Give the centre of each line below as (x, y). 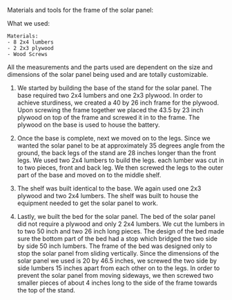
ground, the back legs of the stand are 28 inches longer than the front (116, 153)
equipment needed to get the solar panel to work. (87, 203)
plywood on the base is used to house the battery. (88, 125)
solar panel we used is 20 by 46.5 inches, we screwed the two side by (117, 261)
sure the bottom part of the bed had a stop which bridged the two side (117, 239)
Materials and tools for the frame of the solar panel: (80, 10)
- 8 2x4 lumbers (30, 42)
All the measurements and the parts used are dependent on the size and (110, 67)
